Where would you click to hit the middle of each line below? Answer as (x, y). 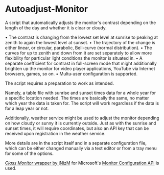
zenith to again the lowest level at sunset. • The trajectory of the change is (80, 42)
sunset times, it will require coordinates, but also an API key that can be (77, 128)
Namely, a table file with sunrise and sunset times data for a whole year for (81, 93)
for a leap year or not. (27, 108)
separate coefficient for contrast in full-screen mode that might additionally (81, 63)
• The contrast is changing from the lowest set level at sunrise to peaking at (82, 37)
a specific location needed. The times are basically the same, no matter (77, 98)
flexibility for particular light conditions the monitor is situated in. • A (74, 58)
